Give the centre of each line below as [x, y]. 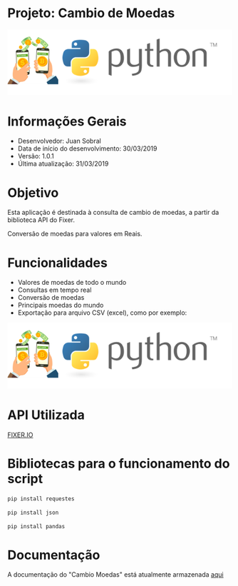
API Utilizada [46, 415]
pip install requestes [41, 499]
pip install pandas [36, 526]
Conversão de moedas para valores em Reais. [75, 234]
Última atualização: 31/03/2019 [63, 164]
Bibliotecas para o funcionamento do [119, 464]
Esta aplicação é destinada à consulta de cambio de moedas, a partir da [113, 213]
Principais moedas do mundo [61, 305]
